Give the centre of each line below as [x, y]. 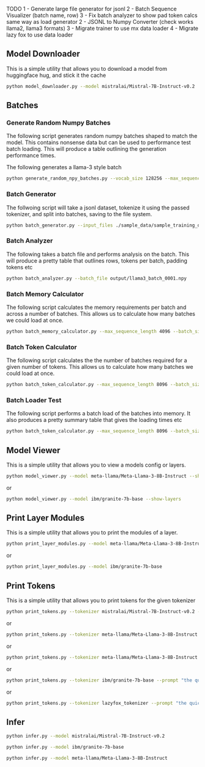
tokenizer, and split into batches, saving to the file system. [79, 214]
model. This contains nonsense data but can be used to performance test [99, 142]
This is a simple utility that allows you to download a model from [87, 68]
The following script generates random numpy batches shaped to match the [102, 136]
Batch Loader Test [34, 400]
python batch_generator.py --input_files [60, 225]
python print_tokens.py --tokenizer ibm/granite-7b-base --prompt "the [99, 680]
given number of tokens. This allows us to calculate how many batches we [100, 367]
